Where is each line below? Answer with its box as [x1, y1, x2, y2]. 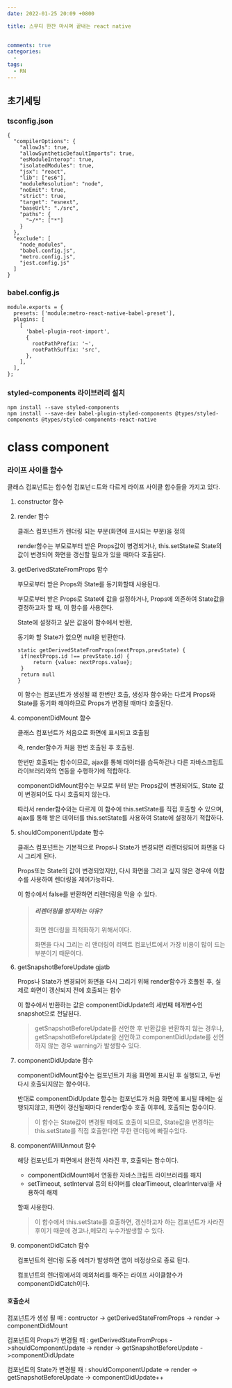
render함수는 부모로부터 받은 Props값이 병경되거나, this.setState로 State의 [17, 541, 222, 550]
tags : [7, 61, 23, 68]
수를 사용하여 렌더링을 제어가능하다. [17, 875, 115, 883]
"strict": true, [19, 192, 67, 200]
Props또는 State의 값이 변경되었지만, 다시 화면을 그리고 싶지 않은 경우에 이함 [17, 866, 225, 875]
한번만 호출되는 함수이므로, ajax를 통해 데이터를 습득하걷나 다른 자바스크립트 [17, 758, 224, 766]
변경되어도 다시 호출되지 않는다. [24, 790, 110, 798]
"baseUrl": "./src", [19, 205, 79, 212]
